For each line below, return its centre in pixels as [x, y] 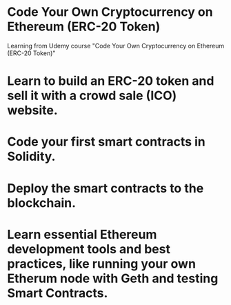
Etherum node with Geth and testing [113, 278]
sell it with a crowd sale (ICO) [92, 96]
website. [33, 110]
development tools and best [89, 249]
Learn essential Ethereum [82, 234]
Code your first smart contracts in [106, 142]
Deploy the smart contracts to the [106, 188]
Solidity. [31, 157]
